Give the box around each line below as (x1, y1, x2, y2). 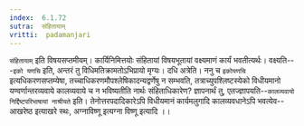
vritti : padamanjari (9, 30, 91, 39)
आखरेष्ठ (9, 106, 33, 117)
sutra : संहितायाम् (9, 22, 66, 31)
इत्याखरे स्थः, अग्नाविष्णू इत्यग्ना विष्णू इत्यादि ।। (34, 106, 171, 117)
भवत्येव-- (257, 96, 285, 107)
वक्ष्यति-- (268, 55, 295, 66)
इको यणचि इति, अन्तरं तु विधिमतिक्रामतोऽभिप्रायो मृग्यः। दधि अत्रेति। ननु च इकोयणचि (13, 65, 246, 76)
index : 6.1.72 (9, 13, 67, 23)
